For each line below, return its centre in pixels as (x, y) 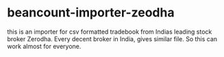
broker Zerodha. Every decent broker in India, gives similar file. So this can (112, 38)
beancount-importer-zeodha (91, 13)
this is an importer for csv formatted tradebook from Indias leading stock (110, 32)
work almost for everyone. (44, 46)
